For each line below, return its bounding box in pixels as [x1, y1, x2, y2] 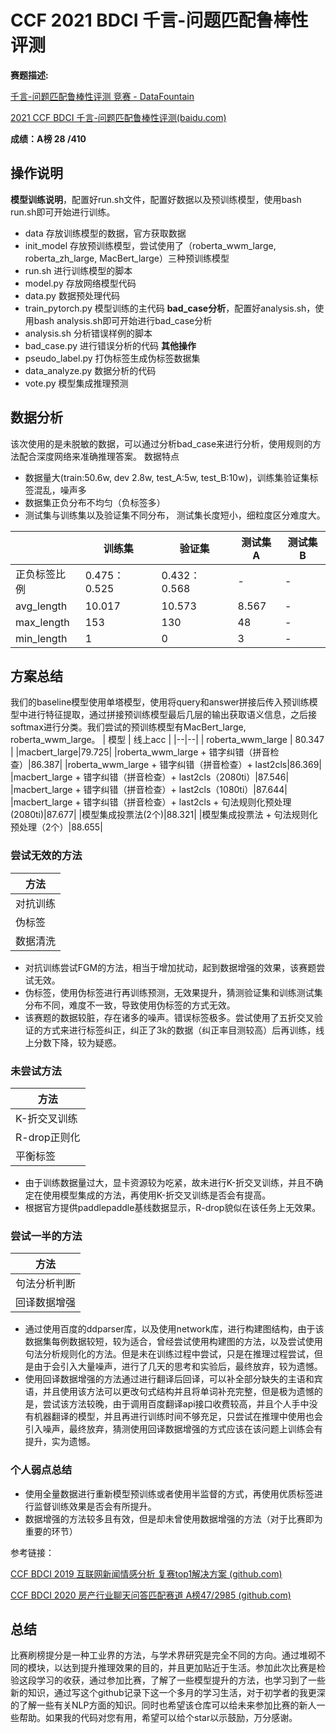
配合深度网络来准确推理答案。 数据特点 [18, 450, 180, 462]
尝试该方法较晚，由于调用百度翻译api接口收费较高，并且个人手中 [42, 1398, 310, 1410]
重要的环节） [24, 1525, 78, 1537]
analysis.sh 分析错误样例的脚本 [24, 327, 153, 339]
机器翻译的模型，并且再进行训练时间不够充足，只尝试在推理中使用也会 [33, 1411, 323, 1423]
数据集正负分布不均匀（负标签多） [24, 496, 166, 508]
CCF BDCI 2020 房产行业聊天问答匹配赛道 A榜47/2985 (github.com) [10, 1589, 292, 1601]
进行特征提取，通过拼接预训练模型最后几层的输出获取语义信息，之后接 [27, 709, 317, 721]
